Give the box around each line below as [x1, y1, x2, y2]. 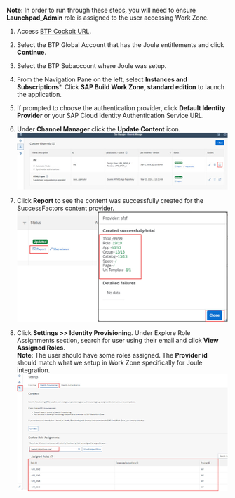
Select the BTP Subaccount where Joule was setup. [16, 62, 167, 70]
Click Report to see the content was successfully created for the [16, 196, 204, 204]
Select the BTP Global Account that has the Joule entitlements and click [16, 41, 224, 48]
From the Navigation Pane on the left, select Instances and [16, 75, 187, 84]
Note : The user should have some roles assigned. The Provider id [16, 351, 208, 360]
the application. [16, 91, 62, 98]
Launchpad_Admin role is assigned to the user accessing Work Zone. [6, 13, 209, 22]
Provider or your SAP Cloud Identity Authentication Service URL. [16, 112, 204, 119]
